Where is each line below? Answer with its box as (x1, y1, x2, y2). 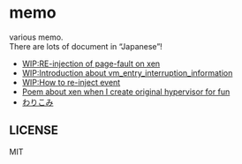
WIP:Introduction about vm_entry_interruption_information (21, 67, 233, 78)
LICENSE (9, 123, 59, 138)
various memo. (9, 32, 64, 42)
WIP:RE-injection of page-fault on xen (21, 58, 161, 69)
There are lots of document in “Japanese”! (9, 41, 163, 51)
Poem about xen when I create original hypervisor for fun (21, 86, 231, 97)
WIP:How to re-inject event (21, 77, 121, 87)
